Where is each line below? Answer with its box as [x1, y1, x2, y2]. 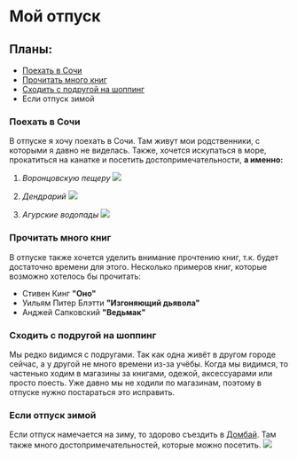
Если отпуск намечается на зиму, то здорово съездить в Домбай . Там [9, 429, 277, 440]
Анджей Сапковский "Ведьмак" [21, 306, 146, 317]
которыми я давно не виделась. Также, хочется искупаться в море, [9, 145, 267, 156]
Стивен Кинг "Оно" [21, 288, 97, 298]
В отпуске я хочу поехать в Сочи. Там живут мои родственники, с [9, 136, 261, 146]
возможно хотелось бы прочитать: [9, 271, 142, 281]
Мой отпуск [9, 6, 101, 27]
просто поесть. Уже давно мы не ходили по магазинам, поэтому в [9, 377, 262, 388]
